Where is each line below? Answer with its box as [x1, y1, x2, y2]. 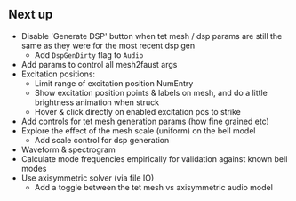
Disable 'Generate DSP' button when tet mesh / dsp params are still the [20, 30, 283, 41]
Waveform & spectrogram [20, 144, 116, 155]
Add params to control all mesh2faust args [20, 59, 178, 69]
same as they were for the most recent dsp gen [20, 40, 196, 51]
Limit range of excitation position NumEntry [34, 77, 194, 88]
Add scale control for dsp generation [34, 134, 170, 145]
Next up [8, 7, 53, 22]
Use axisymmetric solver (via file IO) [20, 173, 155, 183]
